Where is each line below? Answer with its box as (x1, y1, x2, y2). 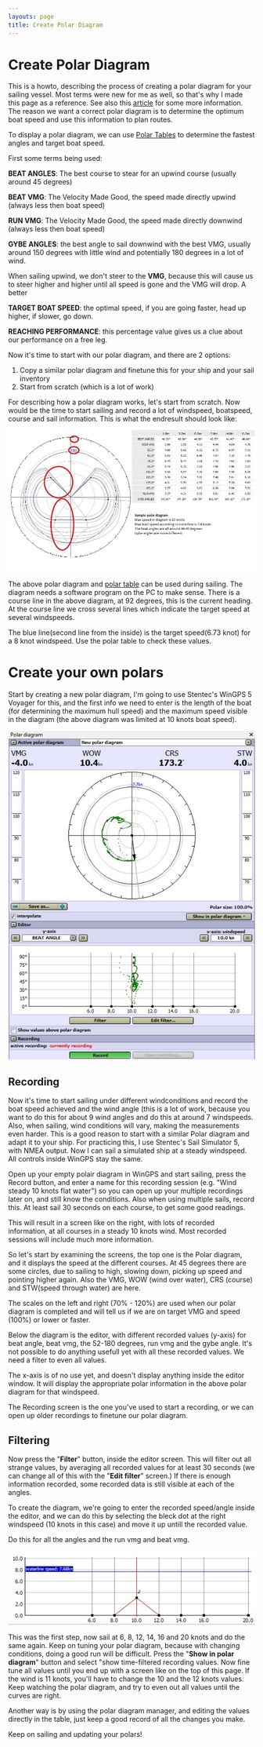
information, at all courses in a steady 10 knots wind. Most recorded (8, 1227, 227, 1236)
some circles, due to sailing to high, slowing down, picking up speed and (8, 1267, 243, 1276)
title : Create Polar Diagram (8, 20, 103, 29)
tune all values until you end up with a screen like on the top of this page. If (8, 1665, 250, 1675)
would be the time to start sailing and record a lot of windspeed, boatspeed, (8, 406, 253, 415)
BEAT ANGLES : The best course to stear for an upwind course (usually (8, 169, 237, 178)
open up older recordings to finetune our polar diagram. (8, 1411, 188, 1421)
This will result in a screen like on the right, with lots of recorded (8, 1218, 215, 1227)
